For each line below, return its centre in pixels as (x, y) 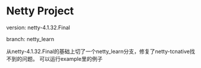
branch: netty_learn (30, 39)
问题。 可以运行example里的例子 (62, 58)
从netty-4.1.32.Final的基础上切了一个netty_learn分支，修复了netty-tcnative (98, 51)
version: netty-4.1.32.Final (38, 27)
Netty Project (40, 11)
